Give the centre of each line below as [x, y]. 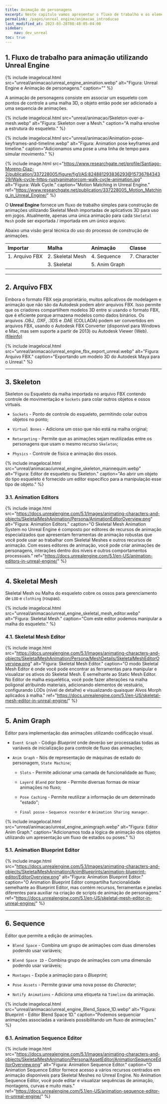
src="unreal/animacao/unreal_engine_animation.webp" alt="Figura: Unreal [82, 83]
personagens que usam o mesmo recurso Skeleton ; [65, 444]
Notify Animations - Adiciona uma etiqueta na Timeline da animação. [83, 994]
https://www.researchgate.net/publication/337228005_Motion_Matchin [89, 190]
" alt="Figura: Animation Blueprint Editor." [101, 877]
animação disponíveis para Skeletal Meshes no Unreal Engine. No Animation [83, 1075]
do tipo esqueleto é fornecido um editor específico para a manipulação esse [83, 479]
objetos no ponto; [30, 419]
